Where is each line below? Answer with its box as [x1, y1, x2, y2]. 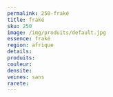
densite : [7, 67, 32, 74]
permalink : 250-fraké [7, 10, 70, 17]
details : [7, 48, 32, 55]
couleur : [7, 61, 32, 68]
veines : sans [7, 73, 45, 81]
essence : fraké [7, 36, 51, 42]
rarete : [7, 80, 30, 87]
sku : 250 [7, 23, 32, 29]
